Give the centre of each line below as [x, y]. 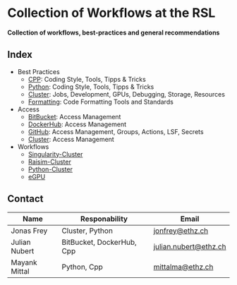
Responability [104, 219]
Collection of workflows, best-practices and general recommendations [114, 32]
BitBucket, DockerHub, [99, 242]
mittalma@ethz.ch [183, 267]
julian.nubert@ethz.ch [190, 246]
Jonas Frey [29, 231]
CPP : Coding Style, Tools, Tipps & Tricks [87, 79]
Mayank [24, 262]
